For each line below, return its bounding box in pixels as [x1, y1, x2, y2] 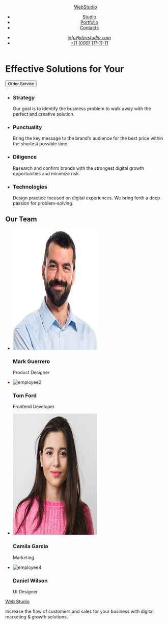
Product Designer [12, 370, 50, 376]
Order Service [8, 81, 35, 86]
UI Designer [12, 588, 38, 594]
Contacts [79, 24, 99, 31]
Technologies [12, 183, 47, 190]
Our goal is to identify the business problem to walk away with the [12, 106, 151, 112]
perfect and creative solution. [12, 111, 75, 117]
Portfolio [80, 19, 98, 25]
